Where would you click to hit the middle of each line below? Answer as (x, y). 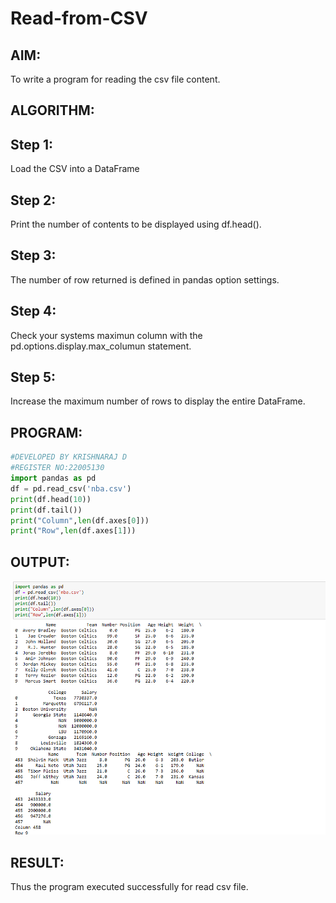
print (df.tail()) (46, 510)
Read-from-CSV (79, 18)
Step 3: (33, 255)
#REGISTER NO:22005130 (57, 468)
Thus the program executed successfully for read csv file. (129, 887)
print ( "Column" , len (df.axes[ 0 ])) (80, 520)
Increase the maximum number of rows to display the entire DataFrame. (158, 401)
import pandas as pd (53, 478)
